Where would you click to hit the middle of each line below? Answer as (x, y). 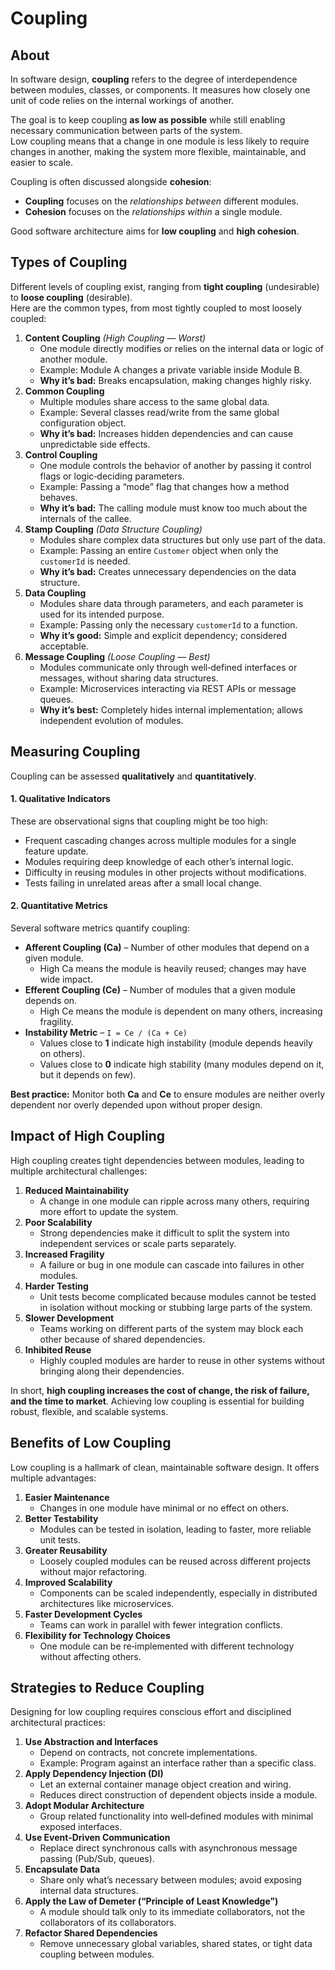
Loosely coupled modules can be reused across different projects (175, 1561)
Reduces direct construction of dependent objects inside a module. (178, 1795)
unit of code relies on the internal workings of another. (122, 100)
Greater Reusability (66, 1550)
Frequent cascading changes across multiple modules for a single (160, 840)
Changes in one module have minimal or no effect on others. (164, 1508)
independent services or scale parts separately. (138, 1243)
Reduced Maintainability (77, 1190)
